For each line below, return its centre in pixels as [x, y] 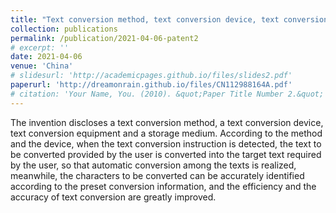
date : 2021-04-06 [46, 57]
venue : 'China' [42, 66]
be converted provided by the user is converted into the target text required [166, 154]
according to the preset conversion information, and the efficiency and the [163, 186]
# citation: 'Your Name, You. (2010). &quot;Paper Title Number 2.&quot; [167, 94]
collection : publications [64, 29]
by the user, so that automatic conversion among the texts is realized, [153, 165]
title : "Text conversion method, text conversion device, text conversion [169, 19]
